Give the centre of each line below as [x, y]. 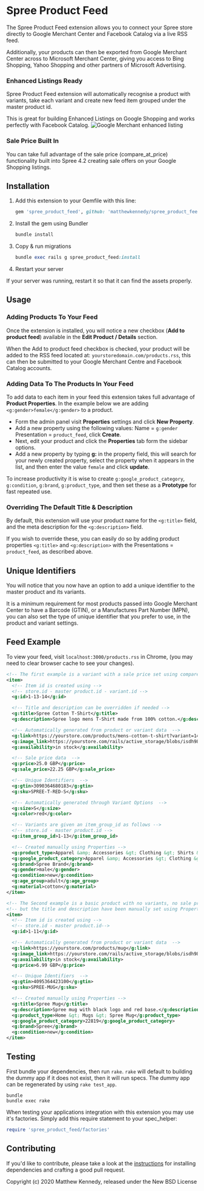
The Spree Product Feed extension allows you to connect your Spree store [100, 27]
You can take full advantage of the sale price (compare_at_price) [87, 154]
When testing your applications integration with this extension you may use [100, 1112]
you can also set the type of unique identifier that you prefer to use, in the [99, 617]
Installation [28, 186]
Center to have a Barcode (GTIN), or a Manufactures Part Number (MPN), [98, 610]
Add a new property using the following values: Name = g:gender [96, 428]
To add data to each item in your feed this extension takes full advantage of [101, 397]
